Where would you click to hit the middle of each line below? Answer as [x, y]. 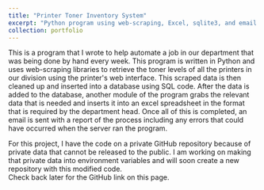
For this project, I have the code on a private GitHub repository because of [130, 144]
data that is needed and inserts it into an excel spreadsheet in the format [127, 103]
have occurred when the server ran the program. [88, 128]
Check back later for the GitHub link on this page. [89, 177]
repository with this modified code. [65, 169]
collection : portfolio [46, 30]
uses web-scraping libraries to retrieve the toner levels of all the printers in [130, 70]
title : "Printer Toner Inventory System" [78, 15]
